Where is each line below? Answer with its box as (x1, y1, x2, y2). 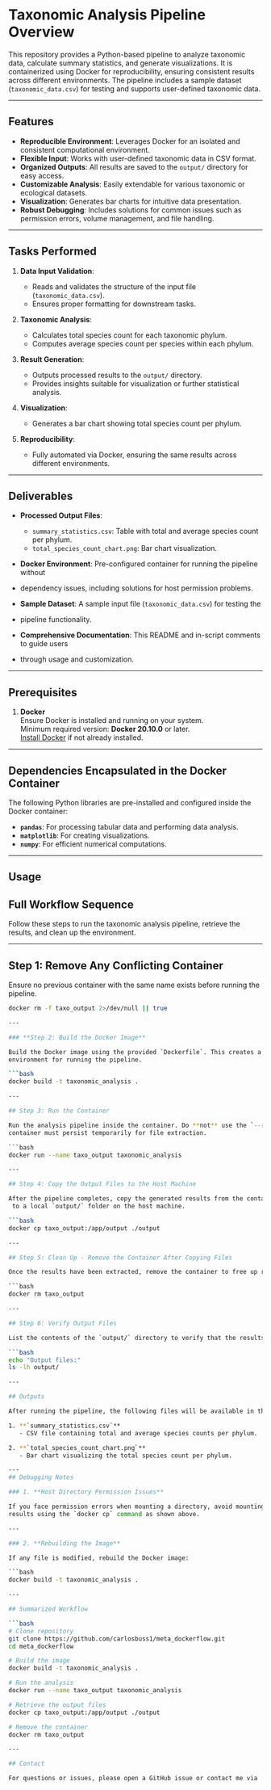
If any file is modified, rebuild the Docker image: (8, 1553, 190, 1562)
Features (8, 115, 54, 128)
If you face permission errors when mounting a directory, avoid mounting (8, 1502, 265, 1511)
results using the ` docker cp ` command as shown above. (8, 1510, 200, 1518)
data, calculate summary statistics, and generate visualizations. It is (8, 58, 233, 68)
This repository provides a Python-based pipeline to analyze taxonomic (8, 49, 246, 59)
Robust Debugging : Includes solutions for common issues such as (19, 204, 242, 215)
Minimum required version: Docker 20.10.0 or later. (19, 725, 190, 734)
